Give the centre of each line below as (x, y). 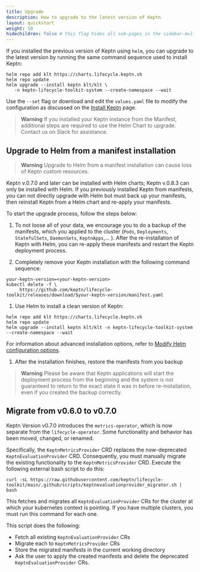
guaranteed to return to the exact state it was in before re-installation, (106, 386)
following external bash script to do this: (55, 469)
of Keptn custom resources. (55, 171)
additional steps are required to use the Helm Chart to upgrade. (99, 125)
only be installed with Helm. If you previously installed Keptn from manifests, (100, 189)
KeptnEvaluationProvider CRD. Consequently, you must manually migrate (96, 456)
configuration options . (33, 350)
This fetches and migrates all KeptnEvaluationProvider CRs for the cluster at (100, 501)
